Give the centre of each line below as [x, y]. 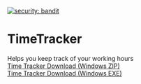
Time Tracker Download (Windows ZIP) [64, 66]
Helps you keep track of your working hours [70, 58]
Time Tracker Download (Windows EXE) [65, 73]
